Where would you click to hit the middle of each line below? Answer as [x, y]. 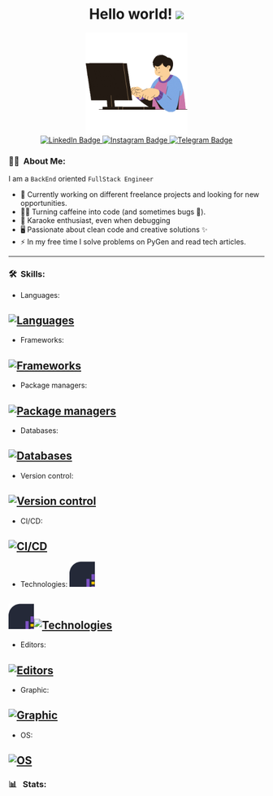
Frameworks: [42, 340]
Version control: [47, 475]
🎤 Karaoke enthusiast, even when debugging [95, 221]
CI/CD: [31, 521]
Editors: [33, 645]
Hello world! [131, 14]
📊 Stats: [28, 785]
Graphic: [35, 690]
